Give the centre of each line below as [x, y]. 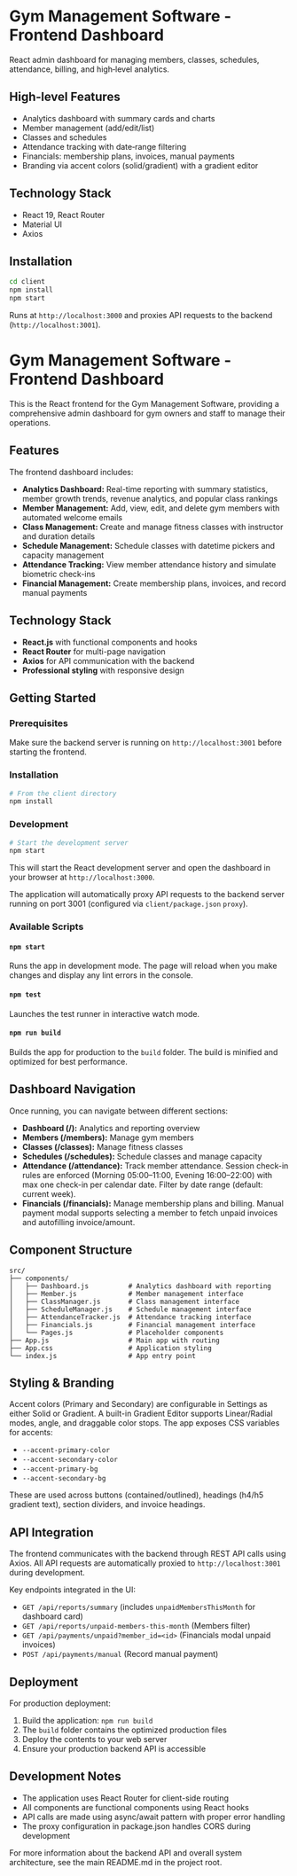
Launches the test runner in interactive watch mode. [105, 1013]
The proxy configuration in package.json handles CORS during [136, 1826]
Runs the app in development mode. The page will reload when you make [143, 966]
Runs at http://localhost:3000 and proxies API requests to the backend [141, 315]
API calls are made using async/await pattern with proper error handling [153, 1817]
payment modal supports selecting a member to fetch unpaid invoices [150, 1213]
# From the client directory [63, 793]
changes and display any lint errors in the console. [101, 975]
